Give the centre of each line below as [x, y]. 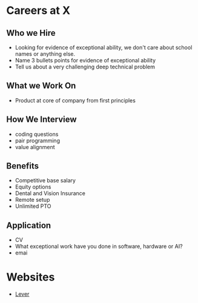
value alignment [35, 147]
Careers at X [38, 11]
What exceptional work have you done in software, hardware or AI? [99, 247]
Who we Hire [31, 33]
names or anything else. [45, 54]
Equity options [33, 187]
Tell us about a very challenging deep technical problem [85, 67]
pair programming [38, 141]
